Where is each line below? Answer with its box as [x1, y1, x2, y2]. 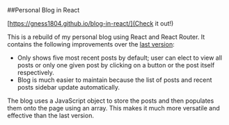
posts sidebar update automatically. [17, 83, 120, 91]
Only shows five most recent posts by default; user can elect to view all [17, 53, 223, 62]
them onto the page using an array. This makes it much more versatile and [7, 104, 221, 112]
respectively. [17, 69, 54, 76]
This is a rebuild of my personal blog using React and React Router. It [7, 33, 205, 41]
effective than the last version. [7, 111, 94, 119]
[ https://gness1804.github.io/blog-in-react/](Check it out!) [7, 19, 174, 27]
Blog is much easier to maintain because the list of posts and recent [17, 76, 212, 84]
